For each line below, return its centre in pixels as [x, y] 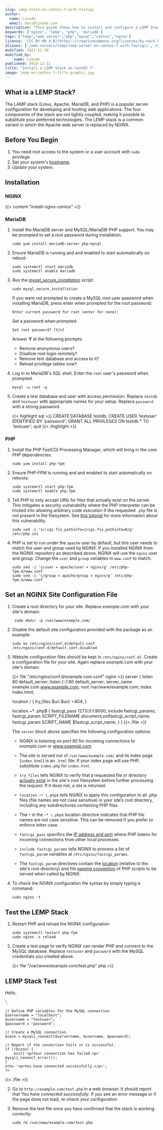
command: [23, 888]
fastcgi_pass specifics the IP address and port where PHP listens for [88, 834]
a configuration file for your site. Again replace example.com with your [82, 662]
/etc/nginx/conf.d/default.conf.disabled [54, 648]
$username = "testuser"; [30, 1020]
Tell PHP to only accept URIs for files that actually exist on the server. [81, 500]
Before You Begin [32, 140]
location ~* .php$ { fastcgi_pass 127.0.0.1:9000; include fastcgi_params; [84, 711]
